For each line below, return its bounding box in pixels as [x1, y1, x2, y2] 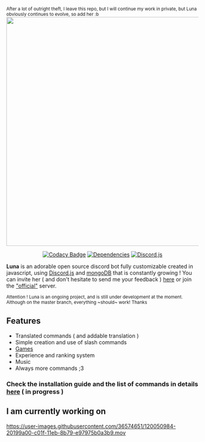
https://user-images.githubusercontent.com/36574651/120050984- [6, 422, 176, 430]
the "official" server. [6, 282, 57, 289]
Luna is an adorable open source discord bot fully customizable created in [6, 263, 193, 270]
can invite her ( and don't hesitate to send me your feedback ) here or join [6, 276, 192, 283]
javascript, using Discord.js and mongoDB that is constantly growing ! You [6, 269, 192, 277]
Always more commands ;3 [15, 364, 84, 372]
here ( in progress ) [6, 387, 64, 396]
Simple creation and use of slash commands [15, 338, 127, 346]
